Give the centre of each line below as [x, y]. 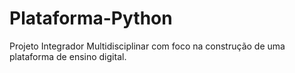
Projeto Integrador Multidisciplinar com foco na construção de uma [147, 46]
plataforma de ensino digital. [68, 56]
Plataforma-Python [91, 18]
